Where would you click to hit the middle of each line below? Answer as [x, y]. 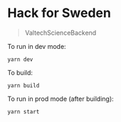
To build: [20, 72]
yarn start [23, 111]
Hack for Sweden [59, 13]
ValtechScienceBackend [60, 33]
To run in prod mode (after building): [60, 99]
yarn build [23, 85]
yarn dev [20, 59]
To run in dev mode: [37, 46]
